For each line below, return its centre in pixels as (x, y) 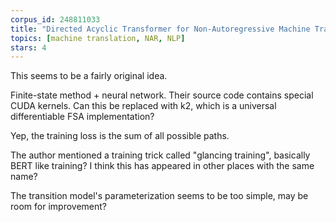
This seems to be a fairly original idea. (89, 76)
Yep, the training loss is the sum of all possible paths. (120, 136)
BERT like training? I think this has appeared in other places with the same (162, 166)
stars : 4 (28, 47)
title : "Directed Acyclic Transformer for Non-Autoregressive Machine (160, 29)
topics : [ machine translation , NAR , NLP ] (98, 38)
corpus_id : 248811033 (55, 19)
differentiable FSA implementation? (82, 117)
